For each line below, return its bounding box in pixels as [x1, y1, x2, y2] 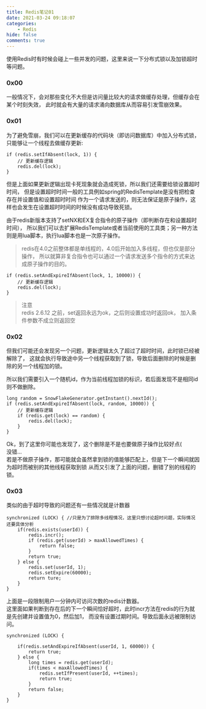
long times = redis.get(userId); [28, 660, 114, 666]
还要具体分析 [6, 522, 34, 528]
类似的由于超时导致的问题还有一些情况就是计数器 [6, 501, 130, 509]
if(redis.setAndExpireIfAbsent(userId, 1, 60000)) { [17, 643, 155, 650]
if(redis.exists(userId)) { [17, 527, 89, 533]
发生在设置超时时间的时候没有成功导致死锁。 [22, 203, 135, 211]
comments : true [6, 37, 45, 44]
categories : [6, 20, 37, 26]
